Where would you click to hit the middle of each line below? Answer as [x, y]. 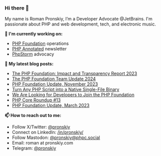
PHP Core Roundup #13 [36, 100]
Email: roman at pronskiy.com [42, 143]
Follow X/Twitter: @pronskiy [41, 127]
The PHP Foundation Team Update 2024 [54, 79]
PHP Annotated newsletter [39, 49]
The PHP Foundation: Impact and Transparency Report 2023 [74, 73]
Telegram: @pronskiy [34, 148]
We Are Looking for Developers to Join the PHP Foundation [73, 95]
